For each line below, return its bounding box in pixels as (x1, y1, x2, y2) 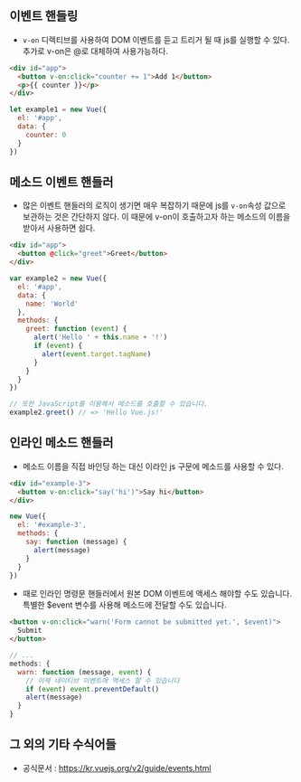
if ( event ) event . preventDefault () (25, 684, 160, 693)
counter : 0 (25, 130, 67, 139)
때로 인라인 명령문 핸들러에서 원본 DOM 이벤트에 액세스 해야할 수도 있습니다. (22, 589, 292, 599)
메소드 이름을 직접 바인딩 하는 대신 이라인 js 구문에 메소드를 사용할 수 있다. (22, 460, 285, 472)
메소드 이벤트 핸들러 (9, 174, 114, 190)
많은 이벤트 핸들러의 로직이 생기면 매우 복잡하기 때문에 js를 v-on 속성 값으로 (22, 200, 287, 211)
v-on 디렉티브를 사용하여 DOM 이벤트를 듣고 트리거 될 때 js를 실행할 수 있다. (22, 34, 290, 45)
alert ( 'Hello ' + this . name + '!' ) (33, 333, 168, 342)
